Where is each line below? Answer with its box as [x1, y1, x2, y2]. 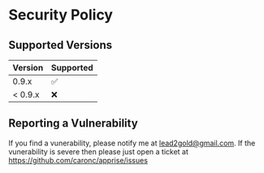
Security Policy [8, 6, 114, 24]
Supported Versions [8, 38, 112, 52]
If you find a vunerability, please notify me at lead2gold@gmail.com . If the [8, 138, 256, 148]
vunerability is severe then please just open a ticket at [8, 146, 189, 156]
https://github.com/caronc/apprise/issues [8, 155, 149, 165]
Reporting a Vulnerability [8, 116, 138, 131]
